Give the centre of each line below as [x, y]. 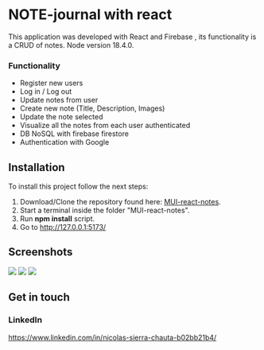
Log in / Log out [46, 91]
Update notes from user [59, 100]
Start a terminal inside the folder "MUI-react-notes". [105, 210]
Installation [37, 167]
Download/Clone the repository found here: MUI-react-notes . [120, 202]
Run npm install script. [57, 219]
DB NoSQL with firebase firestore [74, 134]
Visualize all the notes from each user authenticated [105, 126]
